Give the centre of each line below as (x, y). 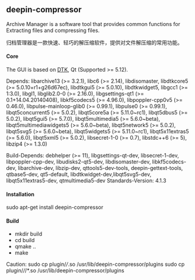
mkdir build (28, 234)
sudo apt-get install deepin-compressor (55, 207)
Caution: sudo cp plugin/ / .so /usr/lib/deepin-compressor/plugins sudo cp (95, 264)
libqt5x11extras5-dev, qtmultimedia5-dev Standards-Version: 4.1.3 (86, 181)
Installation (20, 194)
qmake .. (25, 247)
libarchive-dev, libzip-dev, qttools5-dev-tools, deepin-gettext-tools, (100, 168)
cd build (25, 240)
